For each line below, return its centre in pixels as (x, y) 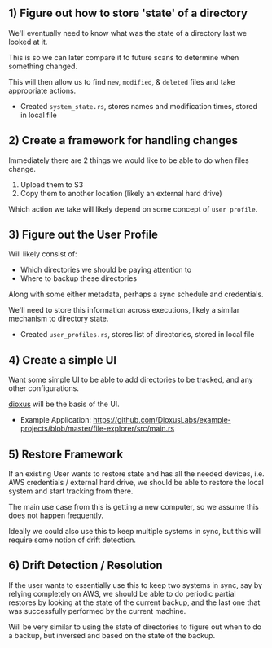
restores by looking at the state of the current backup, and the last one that (134, 602)
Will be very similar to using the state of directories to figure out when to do (135, 627)
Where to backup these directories (78, 278)
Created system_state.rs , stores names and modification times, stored (139, 106)
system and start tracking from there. (71, 491)
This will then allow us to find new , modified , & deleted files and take (122, 81)
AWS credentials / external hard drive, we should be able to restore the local (136, 483)
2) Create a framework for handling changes (123, 140)
